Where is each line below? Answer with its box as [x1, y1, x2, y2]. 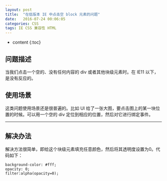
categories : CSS [5, 21, 39, 26]
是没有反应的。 [5, 75, 36, 81]
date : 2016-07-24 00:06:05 [5, 16, 66, 21]
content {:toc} [12, 39, 41, 45]
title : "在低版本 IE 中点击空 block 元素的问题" [5, 12, 100, 17]
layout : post [5, 7, 32, 12]
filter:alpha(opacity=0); [5, 171, 59, 176]
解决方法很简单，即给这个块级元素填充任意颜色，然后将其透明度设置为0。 [5, 146, 156, 152]
